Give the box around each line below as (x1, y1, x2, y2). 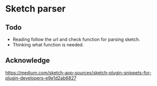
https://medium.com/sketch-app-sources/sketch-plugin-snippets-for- (5, 69, 152, 75)
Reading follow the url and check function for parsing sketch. (12, 36, 140, 42)
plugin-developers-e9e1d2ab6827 (5, 75, 77, 81)
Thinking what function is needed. (12, 42, 84, 48)
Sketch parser (5, 3, 66, 15)
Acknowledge (5, 56, 50, 65)
